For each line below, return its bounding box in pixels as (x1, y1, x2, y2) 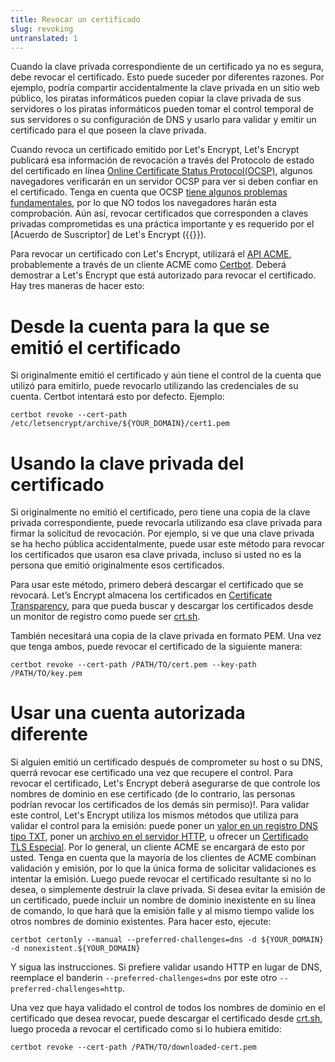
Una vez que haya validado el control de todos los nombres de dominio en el (10, 1002, 326, 1014)
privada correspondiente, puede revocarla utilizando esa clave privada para (10, 517, 323, 529)
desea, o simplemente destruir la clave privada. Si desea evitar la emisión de (10, 884, 326, 896)
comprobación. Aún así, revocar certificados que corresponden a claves (10, 207, 309, 220)
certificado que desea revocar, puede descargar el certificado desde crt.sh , (10, 1012, 323, 1025)
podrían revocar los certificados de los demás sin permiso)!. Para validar (10, 799, 310, 811)
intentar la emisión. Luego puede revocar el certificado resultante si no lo (10, 873, 312, 885)
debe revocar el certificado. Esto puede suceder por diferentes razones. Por (10, 71, 325, 83)
